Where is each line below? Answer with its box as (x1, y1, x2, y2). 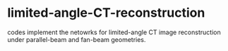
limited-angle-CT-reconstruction (7, 5, 205, 21)
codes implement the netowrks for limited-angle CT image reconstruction (7, 28, 221, 36)
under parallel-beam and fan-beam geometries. (7, 35, 146, 43)
